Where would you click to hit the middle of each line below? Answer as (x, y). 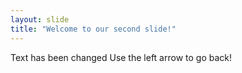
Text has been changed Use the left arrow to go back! (121, 57)
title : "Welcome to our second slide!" (93, 29)
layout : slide (40, 19)
